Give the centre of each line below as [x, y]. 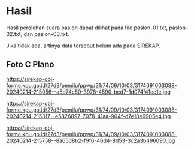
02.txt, [14, 34]
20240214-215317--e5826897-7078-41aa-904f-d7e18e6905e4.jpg [89, 116]
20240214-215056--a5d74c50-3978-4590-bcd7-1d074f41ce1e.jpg [88, 92]
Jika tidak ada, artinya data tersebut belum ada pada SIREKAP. [83, 46]
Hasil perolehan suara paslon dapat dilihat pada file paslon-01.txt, [87, 28]
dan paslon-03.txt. [46, 34]
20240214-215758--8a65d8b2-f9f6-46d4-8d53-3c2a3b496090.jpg [91, 140]
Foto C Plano [30, 64]
